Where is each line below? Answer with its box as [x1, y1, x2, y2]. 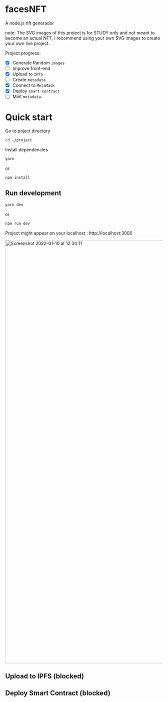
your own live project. [5, 40, 50, 46]
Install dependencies [5, 146, 48, 153]
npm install [5, 175, 30, 180]
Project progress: [5, 50, 41, 56]
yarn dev [5, 202, 23, 207]
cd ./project [5, 137, 32, 143]
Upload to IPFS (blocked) [5, 671, 84, 680]
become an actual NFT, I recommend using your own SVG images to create [5, 35, 160, 41]
